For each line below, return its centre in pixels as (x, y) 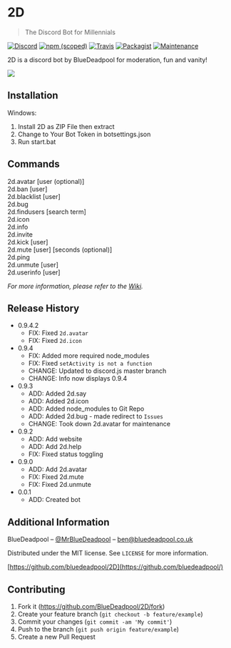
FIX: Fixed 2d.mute (56, 477)
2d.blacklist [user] (34, 196)
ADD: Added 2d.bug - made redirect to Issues (96, 416)
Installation (33, 96)
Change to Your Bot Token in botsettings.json (84, 134)
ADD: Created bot (54, 500)
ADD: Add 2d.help (55, 447)
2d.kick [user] (28, 242)
